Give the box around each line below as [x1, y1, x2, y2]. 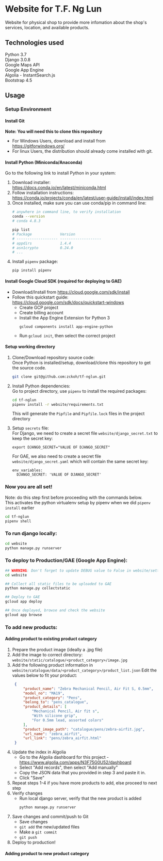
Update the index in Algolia [12, 749, 66, 755]
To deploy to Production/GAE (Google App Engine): [5, 557, 128, 564]
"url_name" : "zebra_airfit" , [23, 731, 82, 736]
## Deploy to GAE [5, 595, 40, 600]
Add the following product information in [12, 662, 93, 668]
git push [19, 835, 37, 840]
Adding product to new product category [5, 850, 90, 856]
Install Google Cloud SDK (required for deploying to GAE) [5, 278, 122, 284]
